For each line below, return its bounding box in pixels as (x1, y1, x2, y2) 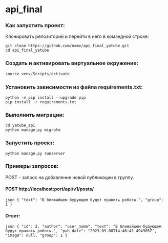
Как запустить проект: (5, 22, 65, 29)
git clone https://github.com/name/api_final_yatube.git (5, 43, 130, 49)
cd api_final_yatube (5, 48, 50, 53)
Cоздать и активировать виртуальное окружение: (5, 60, 139, 67)
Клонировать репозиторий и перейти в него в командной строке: (5, 33, 149, 39)
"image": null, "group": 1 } (5, 233, 68, 238)
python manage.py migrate (5, 127, 60, 132)
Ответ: (5, 212, 20, 218)
